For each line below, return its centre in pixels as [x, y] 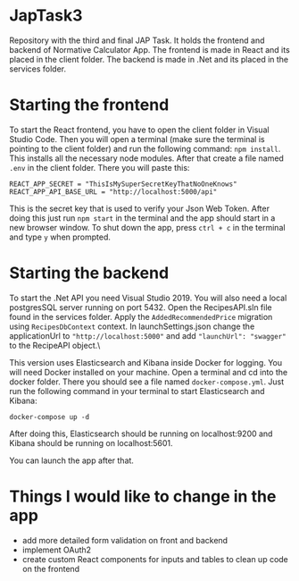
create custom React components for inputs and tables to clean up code [155, 559]
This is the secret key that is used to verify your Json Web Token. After [140, 208]
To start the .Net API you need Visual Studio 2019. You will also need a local [148, 298]
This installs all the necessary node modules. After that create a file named [146, 158]
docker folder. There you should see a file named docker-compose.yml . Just [147, 382]
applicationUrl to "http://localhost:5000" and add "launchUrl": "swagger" [148, 335]
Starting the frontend [89, 105]
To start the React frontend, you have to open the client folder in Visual [139, 130]
